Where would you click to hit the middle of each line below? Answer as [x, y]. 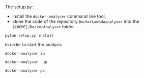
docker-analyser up [26, 62]
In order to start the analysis [34, 45]
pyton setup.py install [29, 36]
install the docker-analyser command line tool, [59, 17]
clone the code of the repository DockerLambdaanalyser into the [76, 21]
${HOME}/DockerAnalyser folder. [43, 27]
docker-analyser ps [25, 71]
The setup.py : [20, 7]
